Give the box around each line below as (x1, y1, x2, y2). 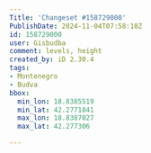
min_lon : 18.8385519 (17, 96, 94, 106)
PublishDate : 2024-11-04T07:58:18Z (9, 22, 143, 31)
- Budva (9, 80, 39, 89)
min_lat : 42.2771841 (17, 105, 94, 114)
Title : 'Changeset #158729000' (9, 13, 127, 22)
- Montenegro (9, 72, 58, 81)
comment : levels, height (9, 47, 102, 56)
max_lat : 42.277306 (17, 122, 91, 131)
